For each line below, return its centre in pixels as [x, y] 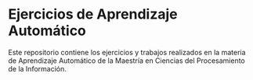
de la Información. [37, 68]
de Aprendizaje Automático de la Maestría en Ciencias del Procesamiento [127, 61]
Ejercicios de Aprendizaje [93, 14]
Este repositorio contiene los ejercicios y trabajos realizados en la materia [127, 52]
